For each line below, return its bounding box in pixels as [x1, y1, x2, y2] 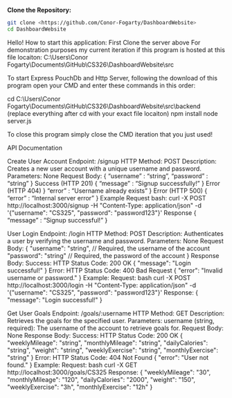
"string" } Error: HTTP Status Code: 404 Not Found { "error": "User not [7, 353, 209, 361]
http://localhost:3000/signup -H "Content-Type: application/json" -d [7, 201, 202, 209]
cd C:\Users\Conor [7, 94, 61, 103]
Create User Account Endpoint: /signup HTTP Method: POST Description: [7, 157, 217, 165]
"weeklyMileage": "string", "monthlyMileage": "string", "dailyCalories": [7, 338, 208, 347]
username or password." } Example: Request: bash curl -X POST [7, 273, 191, 282]
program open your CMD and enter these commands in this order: [7, 81, 196, 89]
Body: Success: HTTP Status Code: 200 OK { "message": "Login [7, 259, 192, 267]
